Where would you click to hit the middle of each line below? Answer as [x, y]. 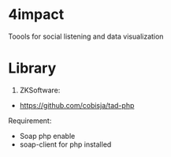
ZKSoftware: [40, 90]
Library [32, 68]
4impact [36, 15]
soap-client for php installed [65, 144]
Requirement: [30, 121]
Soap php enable [47, 136]
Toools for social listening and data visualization [86, 36]
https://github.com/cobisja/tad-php [77, 105]
